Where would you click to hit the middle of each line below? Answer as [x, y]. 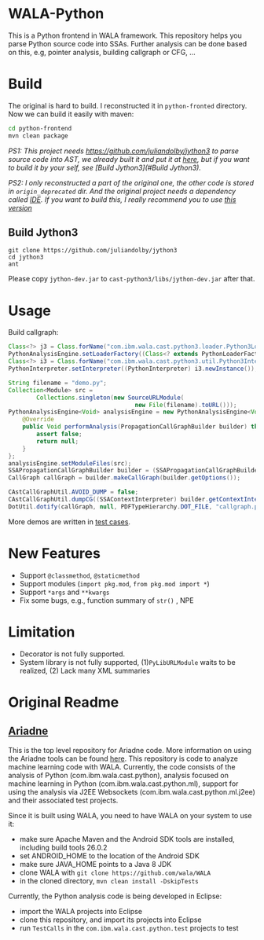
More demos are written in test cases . [70, 521]
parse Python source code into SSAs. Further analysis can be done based [128, 43]
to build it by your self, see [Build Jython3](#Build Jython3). [105, 167]
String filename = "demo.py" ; [58, 383]
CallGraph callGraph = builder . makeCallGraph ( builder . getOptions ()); [125, 478]
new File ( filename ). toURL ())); [186, 405]
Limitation [42, 632]
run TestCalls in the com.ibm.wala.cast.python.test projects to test [129, 927]
